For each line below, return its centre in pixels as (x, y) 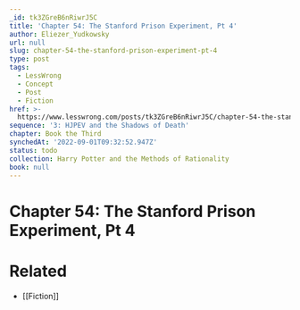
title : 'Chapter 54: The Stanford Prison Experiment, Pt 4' (124, 26)
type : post (29, 59)
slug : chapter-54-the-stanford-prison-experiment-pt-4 (113, 51)
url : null (28, 42)
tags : (19, 68)
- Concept (35, 84)
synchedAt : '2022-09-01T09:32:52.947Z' (83, 142)
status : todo (33, 150)
